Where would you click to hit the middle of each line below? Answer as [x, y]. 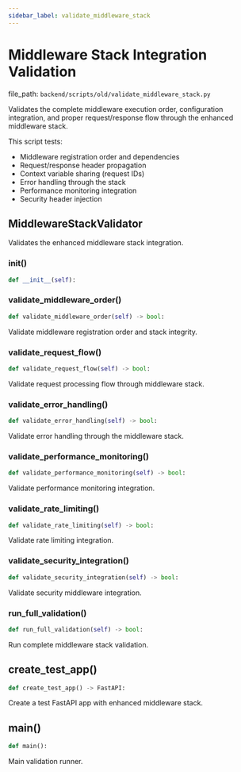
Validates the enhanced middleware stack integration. [96, 243]
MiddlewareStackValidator [75, 223]
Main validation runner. [46, 762]
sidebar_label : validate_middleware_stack [79, 15]
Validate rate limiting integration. [61, 540]
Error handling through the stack [73, 182]
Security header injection [61, 198]
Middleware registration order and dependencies [99, 156]
